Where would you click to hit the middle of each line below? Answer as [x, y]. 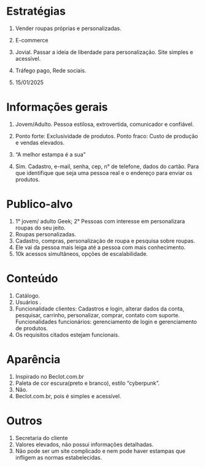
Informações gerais [57, 107]
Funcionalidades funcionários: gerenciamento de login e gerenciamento [106, 322]
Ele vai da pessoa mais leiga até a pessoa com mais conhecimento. [100, 247]
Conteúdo [32, 279]
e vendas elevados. [40, 142]
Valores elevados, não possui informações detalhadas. [84, 444]
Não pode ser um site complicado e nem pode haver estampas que [100, 451]
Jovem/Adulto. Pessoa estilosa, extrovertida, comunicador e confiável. [105, 124]
